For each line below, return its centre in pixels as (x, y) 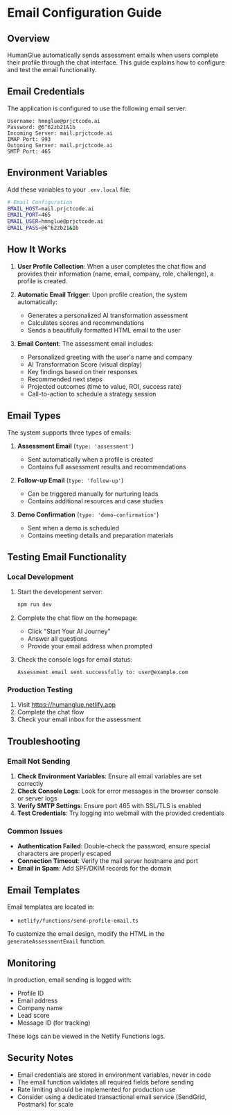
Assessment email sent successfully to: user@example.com (102, 672)
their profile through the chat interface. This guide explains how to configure (116, 62)
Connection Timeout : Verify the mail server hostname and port (108, 861)
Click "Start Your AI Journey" (69, 631)
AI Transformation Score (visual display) (85, 364)
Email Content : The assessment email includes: (85, 343)
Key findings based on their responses (82, 371)
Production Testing (40, 690)
